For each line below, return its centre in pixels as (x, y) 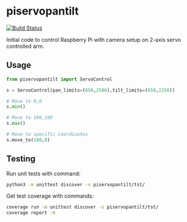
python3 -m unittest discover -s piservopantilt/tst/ (76, 184)
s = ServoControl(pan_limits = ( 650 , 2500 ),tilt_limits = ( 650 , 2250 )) (90, 90)
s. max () (16, 123)
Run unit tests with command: (43, 173)
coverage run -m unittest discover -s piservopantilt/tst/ (83, 207)
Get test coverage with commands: (50, 196)
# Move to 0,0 (24, 101)
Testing (21, 159)
